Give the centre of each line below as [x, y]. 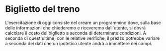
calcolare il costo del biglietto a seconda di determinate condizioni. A [76, 33]
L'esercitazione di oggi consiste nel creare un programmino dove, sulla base [83, 23]
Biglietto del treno [43, 9]
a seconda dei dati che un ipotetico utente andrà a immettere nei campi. [79, 43]
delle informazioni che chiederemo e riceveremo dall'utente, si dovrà [75, 27]
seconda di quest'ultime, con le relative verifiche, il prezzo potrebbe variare [83, 38]
